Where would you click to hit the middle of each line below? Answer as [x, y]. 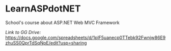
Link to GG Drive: [23, 32]
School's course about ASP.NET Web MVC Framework [62, 22]
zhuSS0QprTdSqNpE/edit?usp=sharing [46, 42]
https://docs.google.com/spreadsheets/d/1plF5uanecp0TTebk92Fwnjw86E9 [85, 37]
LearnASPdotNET [43, 9]
